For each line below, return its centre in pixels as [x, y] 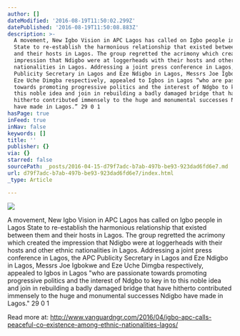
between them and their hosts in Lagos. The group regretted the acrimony [116, 235]
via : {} [19, 153]
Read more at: [28, 317]
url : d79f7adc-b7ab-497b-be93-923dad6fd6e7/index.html [91, 173]
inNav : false [27, 127]
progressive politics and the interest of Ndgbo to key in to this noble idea [114, 280]
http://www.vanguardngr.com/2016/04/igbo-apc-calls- [131, 317]
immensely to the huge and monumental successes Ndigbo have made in [115, 295]
